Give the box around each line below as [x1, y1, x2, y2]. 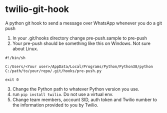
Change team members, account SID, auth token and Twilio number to [12, 96, 157, 102]
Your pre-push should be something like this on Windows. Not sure [12, 40, 151, 46]
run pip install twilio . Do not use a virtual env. [12, 91, 113, 97]
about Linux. [12, 45, 38, 51]
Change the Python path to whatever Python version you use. [12, 86, 139, 92]
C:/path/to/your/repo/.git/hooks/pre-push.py [5, 68, 101, 73]
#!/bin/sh [5, 55, 26, 60]
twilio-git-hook [5, 3, 69, 15]
